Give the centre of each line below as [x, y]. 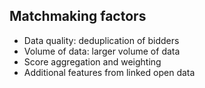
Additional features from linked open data [109, 72]
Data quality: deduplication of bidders [101, 40]
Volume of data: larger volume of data [102, 51]
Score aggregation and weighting [92, 61]
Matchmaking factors [78, 16]
